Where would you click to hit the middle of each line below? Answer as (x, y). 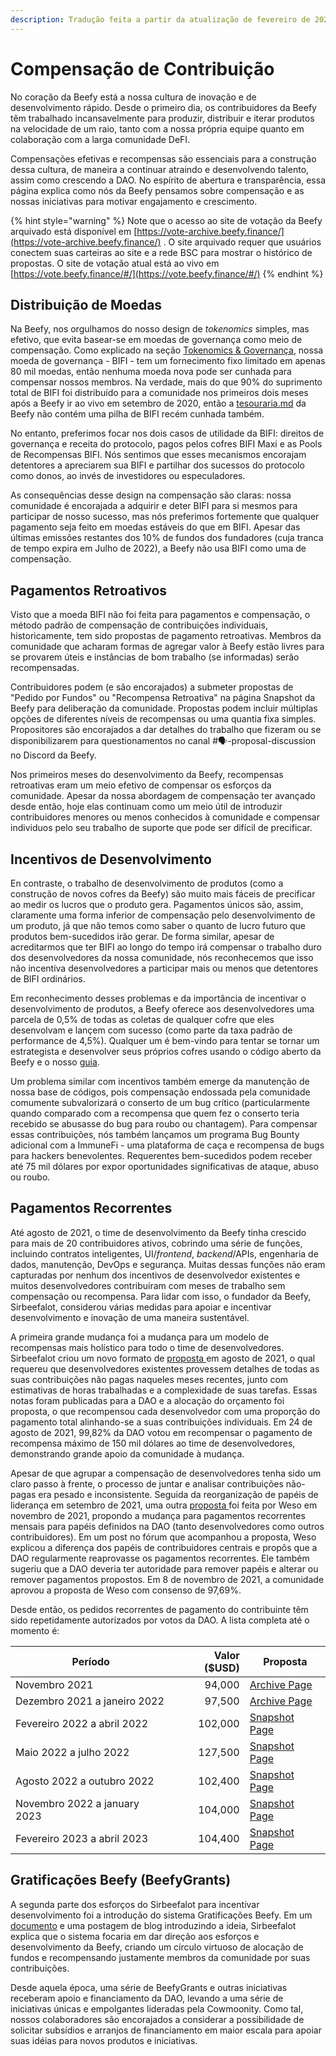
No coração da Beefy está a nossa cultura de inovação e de (133, 97)
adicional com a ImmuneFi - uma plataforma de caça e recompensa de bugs (167, 1145)
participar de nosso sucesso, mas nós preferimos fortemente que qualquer (165, 517)
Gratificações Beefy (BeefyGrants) (121, 1880)
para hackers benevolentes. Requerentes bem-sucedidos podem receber (161, 1155)
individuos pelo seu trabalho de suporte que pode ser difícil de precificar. (161, 828)
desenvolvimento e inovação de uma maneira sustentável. (130, 1317)
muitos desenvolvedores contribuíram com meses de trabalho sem (148, 1285)
